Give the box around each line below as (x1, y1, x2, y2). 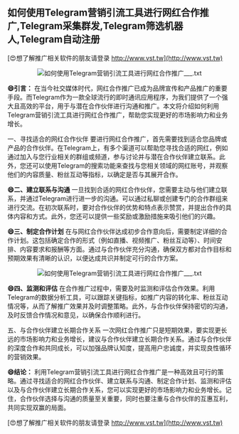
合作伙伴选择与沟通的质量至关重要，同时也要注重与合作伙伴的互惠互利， (19, 394, 232, 403)
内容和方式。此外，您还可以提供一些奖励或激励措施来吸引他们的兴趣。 (13, 212, 219, 221)
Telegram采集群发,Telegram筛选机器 (20, 20, 184, 32)
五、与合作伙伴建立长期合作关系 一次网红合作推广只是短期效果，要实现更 (7, 326, 221, 334)
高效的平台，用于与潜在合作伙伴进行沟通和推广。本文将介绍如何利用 (19, 102, 219, 110)
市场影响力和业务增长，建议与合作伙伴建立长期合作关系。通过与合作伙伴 (19, 334, 232, 343)
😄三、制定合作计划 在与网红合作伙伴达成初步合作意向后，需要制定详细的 (7, 227, 222, 235)
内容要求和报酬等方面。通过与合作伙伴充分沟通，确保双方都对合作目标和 (19, 245, 232, 253)
